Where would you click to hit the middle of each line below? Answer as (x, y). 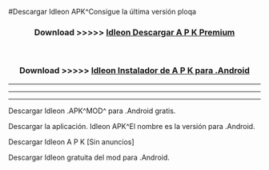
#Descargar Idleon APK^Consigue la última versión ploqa (102, 12)
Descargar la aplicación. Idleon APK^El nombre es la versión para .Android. (132, 126)
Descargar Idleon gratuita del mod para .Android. (89, 157)
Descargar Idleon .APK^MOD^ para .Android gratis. (92, 111)
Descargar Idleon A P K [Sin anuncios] (71, 142)
